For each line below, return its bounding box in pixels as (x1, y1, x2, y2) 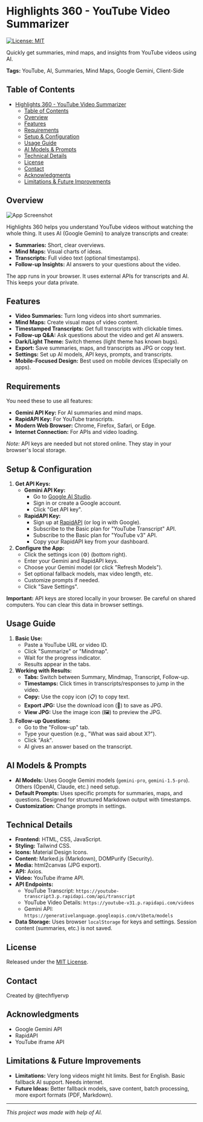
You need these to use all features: (6, 398, 93, 405)
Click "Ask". (24, 737, 53, 744)
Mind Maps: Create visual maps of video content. (14, 319, 139, 326)
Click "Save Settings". (24, 583, 79, 590)
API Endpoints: (14, 881, 54, 888)
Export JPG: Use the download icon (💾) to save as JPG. (24, 701, 163, 709)
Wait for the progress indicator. (24, 654, 101, 661)
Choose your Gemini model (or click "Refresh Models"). (24, 564, 163, 571)
